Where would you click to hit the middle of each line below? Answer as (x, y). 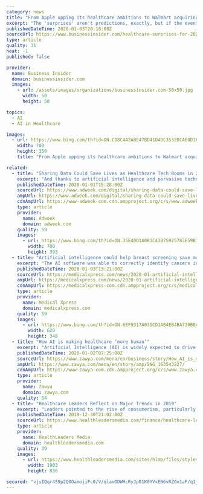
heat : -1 (17, 51)
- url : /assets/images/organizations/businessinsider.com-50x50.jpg (105, 90)
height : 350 (32, 152)
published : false (28, 57)
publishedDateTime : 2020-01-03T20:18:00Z (59, 29)
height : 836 (43, 471)
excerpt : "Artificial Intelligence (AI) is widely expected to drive (107, 347)
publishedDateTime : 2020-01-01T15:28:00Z (70, 185)
